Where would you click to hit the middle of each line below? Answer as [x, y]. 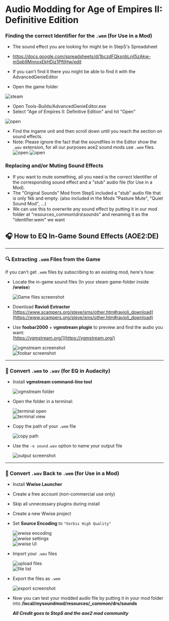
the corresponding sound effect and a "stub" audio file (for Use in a [82, 182]
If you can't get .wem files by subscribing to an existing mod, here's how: [80, 272]
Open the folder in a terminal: [43, 402]
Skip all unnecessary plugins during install [56, 504]
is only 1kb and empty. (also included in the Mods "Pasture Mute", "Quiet [88, 198]
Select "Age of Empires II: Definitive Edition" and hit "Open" [74, 111]
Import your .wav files [35, 554]
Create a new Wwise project [42, 514]
